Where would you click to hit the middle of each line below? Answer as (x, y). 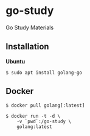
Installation (27, 47)
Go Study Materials (30, 27)
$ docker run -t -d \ (33, 116)
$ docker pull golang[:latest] (45, 105)
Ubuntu (16, 61)
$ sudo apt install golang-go (44, 73)
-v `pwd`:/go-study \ (44, 121)
